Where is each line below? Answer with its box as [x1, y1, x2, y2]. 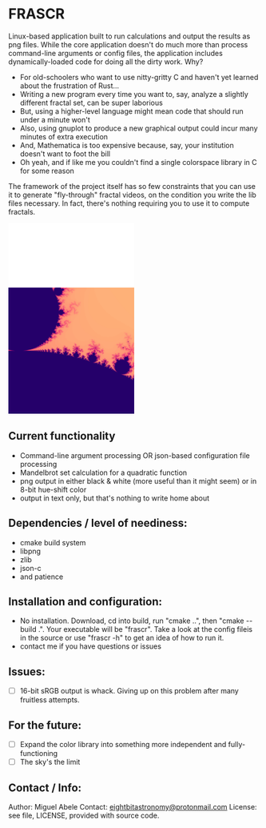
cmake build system [19, 537, 86, 547]
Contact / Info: [8, 781, 82, 794]
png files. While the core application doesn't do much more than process [8, 39, 248, 49]
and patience [19, 572, 64, 581]
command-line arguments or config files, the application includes [8, 48, 224, 58]
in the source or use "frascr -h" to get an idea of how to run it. [19, 633, 224, 643]
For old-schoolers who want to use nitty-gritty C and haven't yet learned [19, 72, 259, 82]
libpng [19, 546, 42, 556]
